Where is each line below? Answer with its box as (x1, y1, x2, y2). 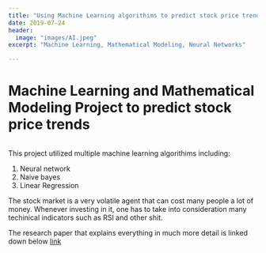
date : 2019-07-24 (8, 19, 66, 27)
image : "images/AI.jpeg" (15, 33, 97, 42)
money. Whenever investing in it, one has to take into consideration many (8, 205, 247, 214)
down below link (8, 236, 62, 246)
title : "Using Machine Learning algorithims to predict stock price (8, 11, 239, 20)
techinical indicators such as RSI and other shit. (8, 213, 164, 222)
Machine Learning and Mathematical (8, 82, 255, 100)
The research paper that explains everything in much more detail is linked (8, 228, 248, 238)
